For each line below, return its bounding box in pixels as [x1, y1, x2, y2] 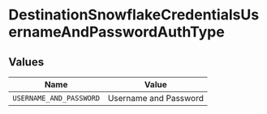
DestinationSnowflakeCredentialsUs [8, 6, 260, 24]
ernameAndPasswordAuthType [8, 23, 225, 41]
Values [8, 55, 45, 69]
